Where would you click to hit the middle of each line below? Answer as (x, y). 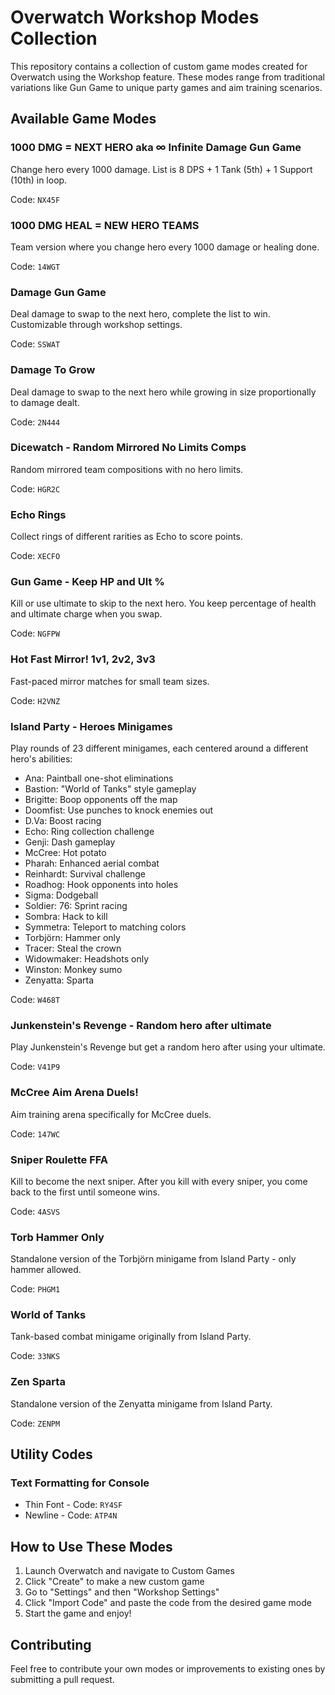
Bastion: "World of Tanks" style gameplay (110, 789)
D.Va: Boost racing (63, 820)
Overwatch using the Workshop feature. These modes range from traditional (167, 77)
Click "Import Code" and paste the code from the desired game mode (168, 1603)
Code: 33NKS (35, 1356)
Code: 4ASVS (35, 1211)
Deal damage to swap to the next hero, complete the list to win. (140, 314)
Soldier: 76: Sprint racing (76, 905)
